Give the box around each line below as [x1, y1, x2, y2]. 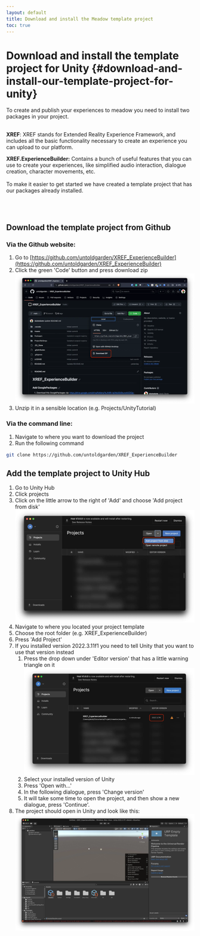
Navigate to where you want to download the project [14, 433, 144, 440]
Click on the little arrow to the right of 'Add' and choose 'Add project [14, 497, 183, 504]
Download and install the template [6, 48, 179, 62]
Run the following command [14, 440, 84, 447]
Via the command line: [6, 419, 73, 428]
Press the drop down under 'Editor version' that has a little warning [23, 655, 189, 662]
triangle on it [23, 661, 55, 668]
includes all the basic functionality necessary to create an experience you [6, 138, 187, 145]
